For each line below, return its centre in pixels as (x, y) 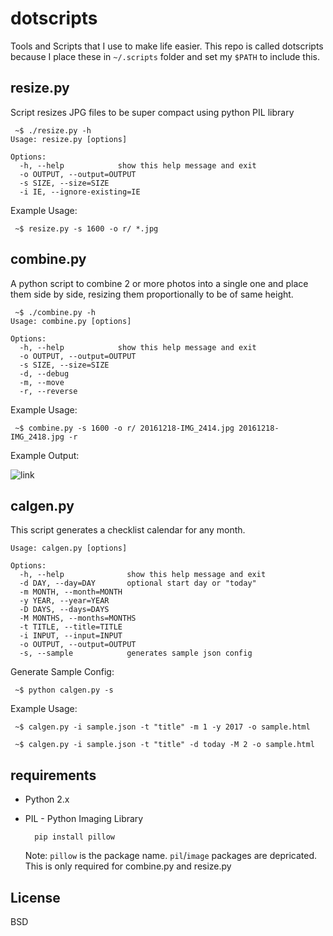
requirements (53, 775)
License (35, 897)
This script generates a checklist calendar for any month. (128, 530)
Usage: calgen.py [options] (69, 548)
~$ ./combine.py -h (55, 312)
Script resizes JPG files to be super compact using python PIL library (152, 112)
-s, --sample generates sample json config (136, 653)
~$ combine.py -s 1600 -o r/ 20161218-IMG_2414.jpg (124, 428)
